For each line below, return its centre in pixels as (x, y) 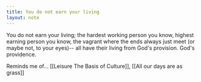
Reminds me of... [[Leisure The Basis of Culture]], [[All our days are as (94, 66)
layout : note (23, 18)
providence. (21, 54)
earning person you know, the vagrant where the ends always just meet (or (101, 41)
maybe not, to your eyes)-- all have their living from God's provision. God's (100, 48)
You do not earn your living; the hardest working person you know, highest (100, 35)
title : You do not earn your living (53, 12)
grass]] (15, 72)
